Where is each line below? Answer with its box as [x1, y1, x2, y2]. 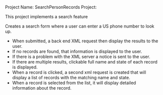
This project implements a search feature [5, 14, 88, 19]
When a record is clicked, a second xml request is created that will [12, 69, 146, 75]
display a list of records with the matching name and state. [12, 75, 131, 80]
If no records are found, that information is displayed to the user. [12, 49, 142, 54]
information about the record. [12, 85, 72, 91]
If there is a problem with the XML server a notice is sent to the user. [12, 54, 150, 60]
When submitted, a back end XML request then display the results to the [12, 38, 158, 44]
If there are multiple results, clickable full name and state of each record [12, 59, 158, 64]
